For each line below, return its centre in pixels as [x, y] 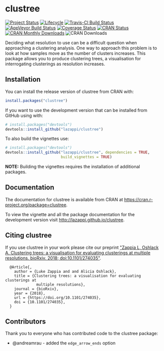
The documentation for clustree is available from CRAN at [64, 199]
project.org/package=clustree [36, 205]
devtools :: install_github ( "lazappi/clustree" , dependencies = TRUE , [78, 152]
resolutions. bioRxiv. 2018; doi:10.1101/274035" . [53, 258]
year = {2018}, [30, 293]
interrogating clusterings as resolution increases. [55, 64]
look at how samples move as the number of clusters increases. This [75, 53]
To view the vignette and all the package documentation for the [70, 214]
